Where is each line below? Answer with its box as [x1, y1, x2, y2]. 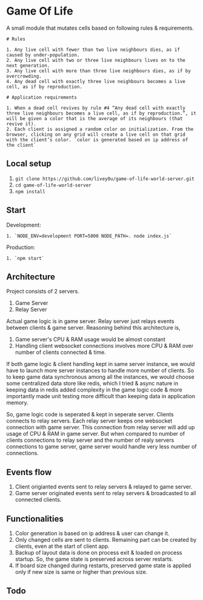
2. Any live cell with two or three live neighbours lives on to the [6, 57, 186, 63]
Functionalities [6, 513, 64, 524]
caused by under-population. [6, 52, 80, 58]
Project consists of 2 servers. [6, 288, 80, 295]
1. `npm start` [6, 255, 45, 261]
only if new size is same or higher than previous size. [15, 568, 148, 575]
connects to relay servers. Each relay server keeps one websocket [6, 417, 173, 425]
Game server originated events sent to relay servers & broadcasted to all [15, 490, 196, 497]
